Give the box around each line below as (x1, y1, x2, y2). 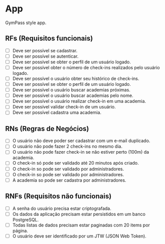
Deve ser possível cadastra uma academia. (12, 109, 102, 115)
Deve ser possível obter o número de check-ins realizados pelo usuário (12, 64, 160, 70)
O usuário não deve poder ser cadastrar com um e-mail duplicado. (12, 138, 150, 144)
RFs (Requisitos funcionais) (5, 34, 93, 43)
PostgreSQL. (12, 216, 39, 222)
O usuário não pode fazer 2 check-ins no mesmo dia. (12, 144, 123, 150)
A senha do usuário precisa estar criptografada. (12, 205, 111, 211)
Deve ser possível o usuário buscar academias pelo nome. (12, 92, 134, 98)
